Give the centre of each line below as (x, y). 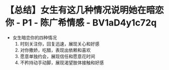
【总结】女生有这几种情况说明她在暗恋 (85, 10)
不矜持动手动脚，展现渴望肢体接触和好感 (62, 62)
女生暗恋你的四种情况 (34, 37)
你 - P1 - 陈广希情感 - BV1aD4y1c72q (81, 23)
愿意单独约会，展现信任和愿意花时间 (58, 56)
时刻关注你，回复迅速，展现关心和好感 (60, 43)
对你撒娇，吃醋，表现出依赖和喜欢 (55, 50)
